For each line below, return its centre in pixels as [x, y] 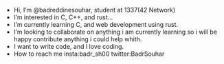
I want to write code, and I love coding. [69, 46]
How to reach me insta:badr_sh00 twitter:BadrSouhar [89, 54]
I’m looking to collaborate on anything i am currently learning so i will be [115, 32]
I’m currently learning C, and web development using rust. [96, 24]
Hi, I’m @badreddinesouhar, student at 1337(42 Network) [94, 10]
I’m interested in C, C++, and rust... [63, 17]
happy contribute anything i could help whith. [78, 39]
